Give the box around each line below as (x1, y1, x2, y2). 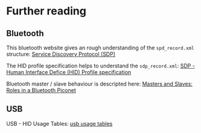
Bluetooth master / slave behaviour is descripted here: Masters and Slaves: (6, 80, 193, 87)
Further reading (6, 4, 86, 18)
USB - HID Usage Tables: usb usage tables (6, 120, 113, 127)
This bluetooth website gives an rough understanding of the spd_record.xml (6, 44, 194, 51)
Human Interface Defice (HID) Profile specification (6, 69, 132, 76)
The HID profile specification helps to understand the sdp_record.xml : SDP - (6, 62, 195, 69)
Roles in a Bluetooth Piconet (6, 87, 77, 94)
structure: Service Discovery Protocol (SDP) (6, 51, 116, 58)
